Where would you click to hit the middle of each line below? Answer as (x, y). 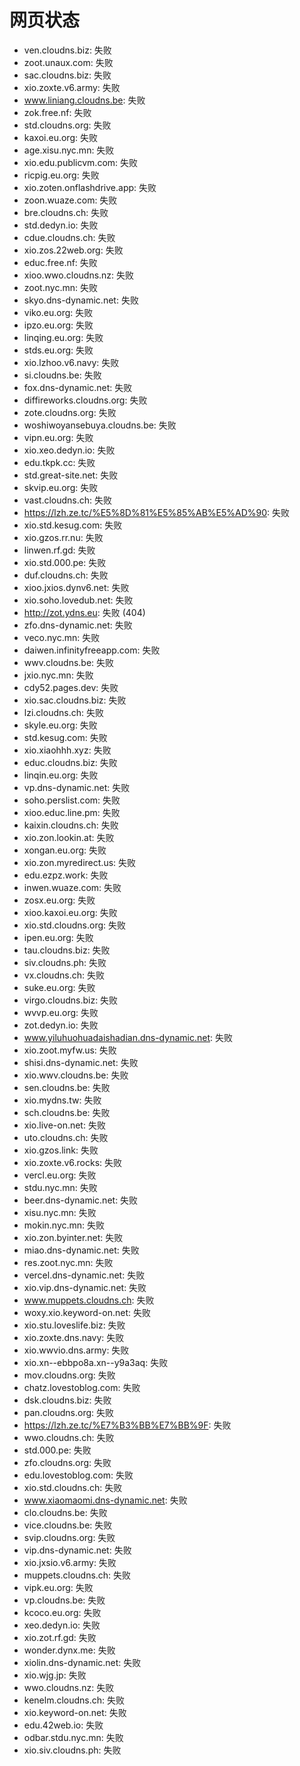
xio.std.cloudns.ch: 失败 (73, 1487)
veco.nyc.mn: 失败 (62, 637)
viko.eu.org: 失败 (58, 312)
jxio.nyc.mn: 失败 (58, 675)
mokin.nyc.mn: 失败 (64, 1225)
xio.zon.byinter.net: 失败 (73, 1237)
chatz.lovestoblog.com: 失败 (82, 1387)
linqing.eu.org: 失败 (63, 337)
